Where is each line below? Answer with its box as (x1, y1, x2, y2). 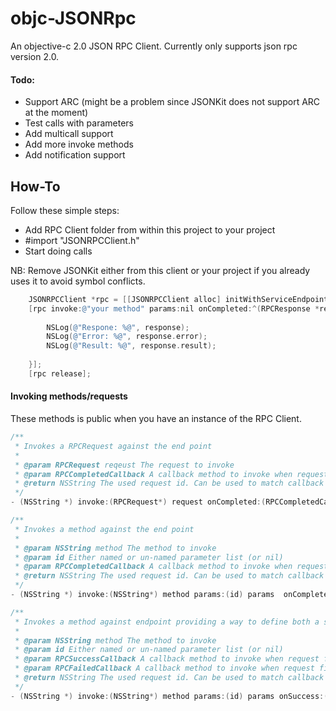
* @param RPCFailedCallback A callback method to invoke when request (14, 663, 315, 674)
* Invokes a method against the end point (14, 524, 195, 534)
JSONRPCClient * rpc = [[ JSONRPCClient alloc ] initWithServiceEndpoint (28, 294, 329, 304)
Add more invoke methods (24, 138, 134, 151)
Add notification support (24, 149, 126, 161)
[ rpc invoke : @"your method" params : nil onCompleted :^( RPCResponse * (28, 303, 320, 314)
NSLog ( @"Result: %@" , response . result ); (46, 341, 217, 351)
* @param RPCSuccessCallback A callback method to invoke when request (14, 654, 320, 664)
